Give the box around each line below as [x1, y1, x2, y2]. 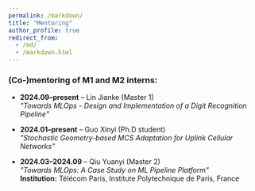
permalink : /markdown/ [8, 11, 83, 20]
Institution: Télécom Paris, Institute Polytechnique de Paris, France [19, 174, 240, 183]
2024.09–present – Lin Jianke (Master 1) [19, 93, 154, 102]
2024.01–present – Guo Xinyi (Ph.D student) [19, 124, 166, 135]
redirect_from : [8, 33, 59, 42]
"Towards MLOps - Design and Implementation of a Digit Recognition [19, 101, 248, 111]
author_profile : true [8, 26, 80, 34]
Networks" [19, 142, 56, 151]
